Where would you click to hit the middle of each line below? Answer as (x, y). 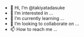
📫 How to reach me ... (34, 29)
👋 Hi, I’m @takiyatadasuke (37, 8)
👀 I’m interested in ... (32, 13)
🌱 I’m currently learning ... (37, 18)
